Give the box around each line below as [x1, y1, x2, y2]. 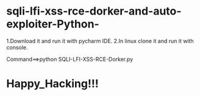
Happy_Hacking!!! [6, 77, 99, 91]
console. [6, 44, 29, 51]
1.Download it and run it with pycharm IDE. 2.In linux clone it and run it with [6, 37, 194, 44]
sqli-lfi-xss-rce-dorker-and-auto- [6, 4, 182, 18]
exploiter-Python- [6, 17, 99, 31]
